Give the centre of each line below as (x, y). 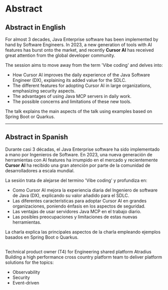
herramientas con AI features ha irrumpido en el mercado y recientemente (81, 160)
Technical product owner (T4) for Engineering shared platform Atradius (78, 252)
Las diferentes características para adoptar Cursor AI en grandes (79, 201)
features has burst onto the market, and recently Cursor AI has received (79, 50)
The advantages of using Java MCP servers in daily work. (72, 96)
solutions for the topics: (29, 262)
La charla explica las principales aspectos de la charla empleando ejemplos (83, 232)
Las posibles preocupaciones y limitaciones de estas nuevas (75, 217)
